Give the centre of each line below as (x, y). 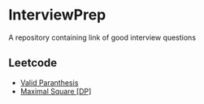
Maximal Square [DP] (56, 91)
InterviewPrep (57, 15)
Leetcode (33, 63)
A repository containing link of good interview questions (102, 37)
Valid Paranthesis (49, 82)
